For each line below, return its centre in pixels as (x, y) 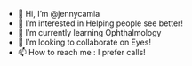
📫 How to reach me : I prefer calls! (82, 52)
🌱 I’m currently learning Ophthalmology (89, 33)
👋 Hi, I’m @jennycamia (59, 14)
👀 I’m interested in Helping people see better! (100, 23)
